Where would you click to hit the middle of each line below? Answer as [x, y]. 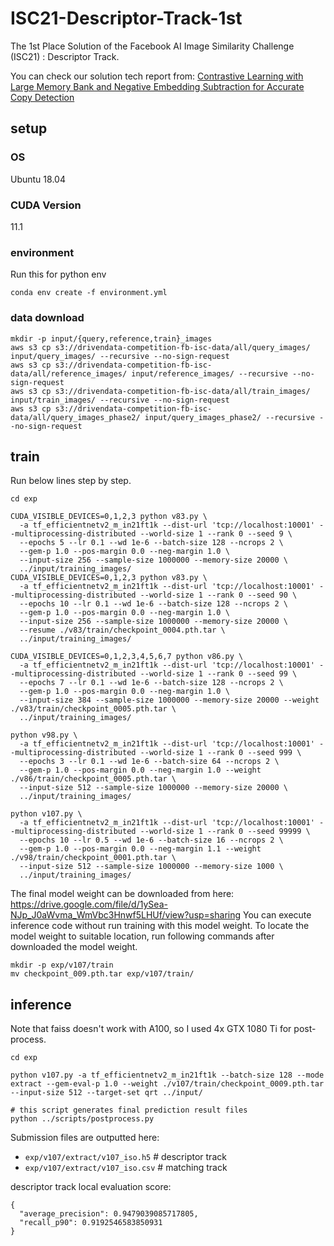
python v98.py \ [44, 735]
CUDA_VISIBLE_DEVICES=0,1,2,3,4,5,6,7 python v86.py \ [127, 657]
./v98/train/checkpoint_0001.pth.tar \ [93, 858]
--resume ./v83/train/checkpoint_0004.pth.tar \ [122, 630]
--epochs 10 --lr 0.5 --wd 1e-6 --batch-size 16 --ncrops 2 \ [151, 840]
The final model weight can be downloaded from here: [122, 894]
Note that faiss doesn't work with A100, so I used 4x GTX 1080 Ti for [151, 1029]
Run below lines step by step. [71, 481]
